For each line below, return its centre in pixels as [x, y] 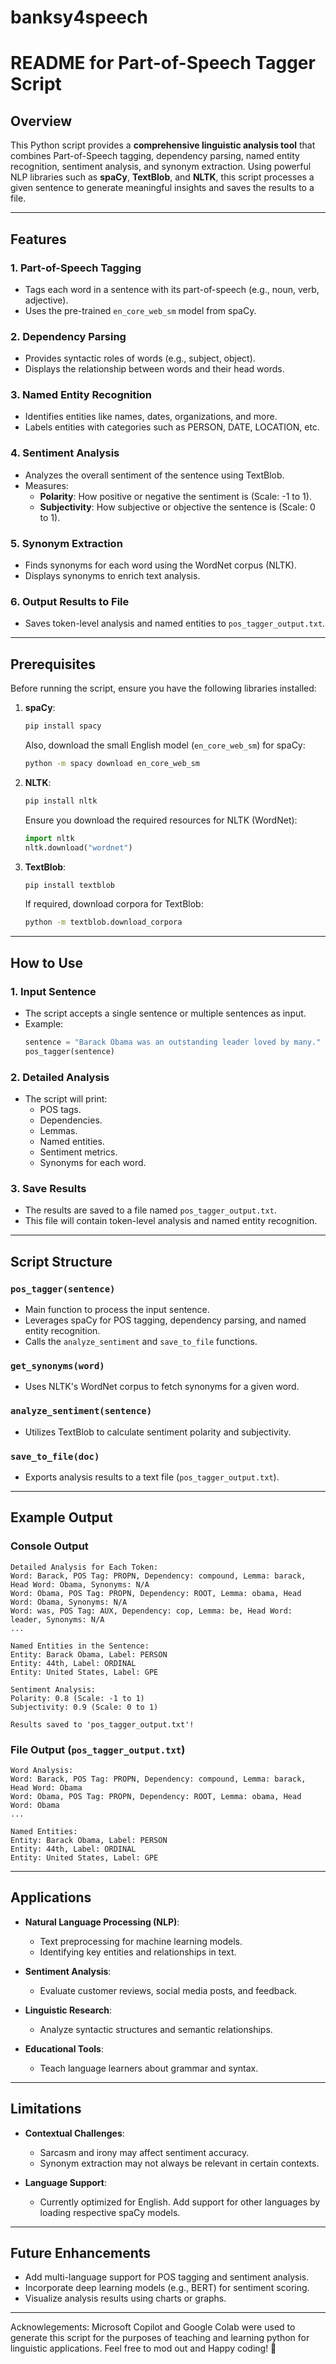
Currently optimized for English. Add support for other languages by [180, 2202]
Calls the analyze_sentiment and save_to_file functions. [141, 1342]
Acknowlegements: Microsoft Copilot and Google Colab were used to [153, 2327]
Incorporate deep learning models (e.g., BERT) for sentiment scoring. [167, 2288]
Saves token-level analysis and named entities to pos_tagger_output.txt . [175, 623]
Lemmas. [58, 1131]
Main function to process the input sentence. [117, 1310]
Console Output [49, 1546]
